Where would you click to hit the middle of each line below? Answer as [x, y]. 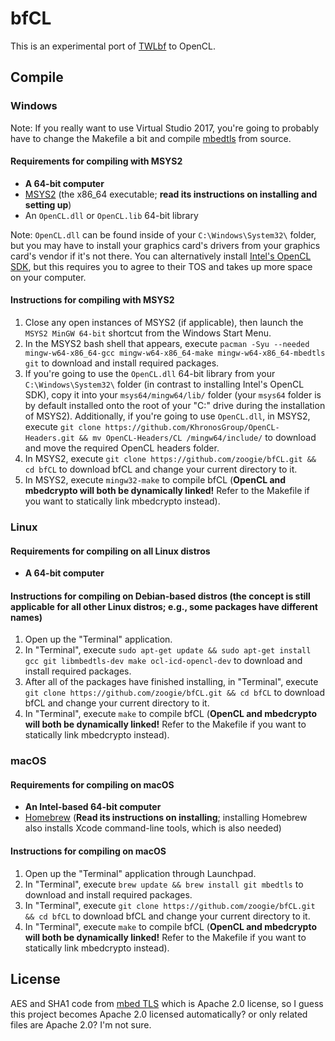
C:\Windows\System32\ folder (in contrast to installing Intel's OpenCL [164, 384]
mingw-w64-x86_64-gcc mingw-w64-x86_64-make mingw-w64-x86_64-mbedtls [175, 353]
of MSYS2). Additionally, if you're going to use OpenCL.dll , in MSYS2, [167, 416]
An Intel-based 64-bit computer [93, 807]
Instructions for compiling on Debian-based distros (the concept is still [160, 596]
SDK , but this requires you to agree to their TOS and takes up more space [161, 266]
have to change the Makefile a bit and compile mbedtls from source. [151, 138]
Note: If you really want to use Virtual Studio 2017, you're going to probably [165, 128]
